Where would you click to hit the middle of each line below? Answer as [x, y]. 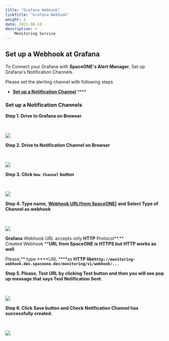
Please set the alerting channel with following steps [59, 81]
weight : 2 [16, 19]
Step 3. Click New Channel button [40, 175]
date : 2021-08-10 [24, 24]
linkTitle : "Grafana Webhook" [37, 15]
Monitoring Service [35, 34]
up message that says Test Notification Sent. [54, 279]
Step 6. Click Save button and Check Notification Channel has [72, 308]
